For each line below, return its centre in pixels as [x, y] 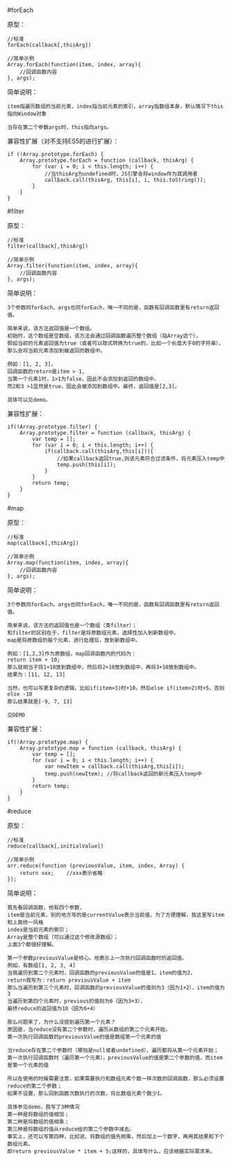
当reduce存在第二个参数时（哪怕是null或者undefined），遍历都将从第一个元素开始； [113, 1051]
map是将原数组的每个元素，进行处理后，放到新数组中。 [74, 640]
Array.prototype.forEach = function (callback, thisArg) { [107, 160]
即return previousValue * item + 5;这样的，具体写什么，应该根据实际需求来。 [111, 1152]
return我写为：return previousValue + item [69, 980]
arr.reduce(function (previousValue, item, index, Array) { [96, 866]
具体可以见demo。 [29, 400]
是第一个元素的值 [28, 1065]
